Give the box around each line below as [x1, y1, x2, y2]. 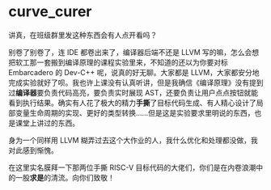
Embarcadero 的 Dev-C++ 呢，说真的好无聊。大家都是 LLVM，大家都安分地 [8, 67, 260, 77]
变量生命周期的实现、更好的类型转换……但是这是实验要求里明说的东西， [15, 108, 255, 117]
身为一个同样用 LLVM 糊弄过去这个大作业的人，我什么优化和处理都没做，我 [8, 135, 259, 145]
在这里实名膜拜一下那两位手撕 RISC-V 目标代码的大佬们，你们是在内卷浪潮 [8, 163, 256, 172]
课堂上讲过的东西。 [15, 118, 79, 128]
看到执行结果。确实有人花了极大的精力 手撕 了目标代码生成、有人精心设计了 [8, 98, 256, 108]
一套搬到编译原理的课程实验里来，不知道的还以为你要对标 [36, 57, 228, 67]
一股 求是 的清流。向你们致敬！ [15, 172, 115, 182]
